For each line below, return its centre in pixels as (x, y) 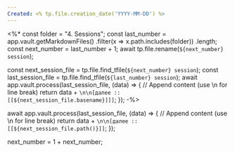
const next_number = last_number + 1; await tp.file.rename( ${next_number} (115, 48)
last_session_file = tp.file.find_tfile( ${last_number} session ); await (103, 77)
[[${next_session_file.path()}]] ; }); (62, 128)
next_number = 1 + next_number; (55, 142)
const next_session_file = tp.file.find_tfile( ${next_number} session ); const (113, 69)
